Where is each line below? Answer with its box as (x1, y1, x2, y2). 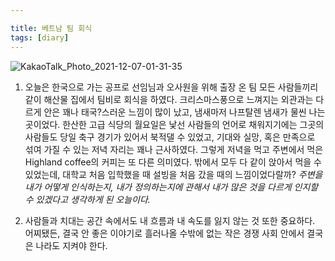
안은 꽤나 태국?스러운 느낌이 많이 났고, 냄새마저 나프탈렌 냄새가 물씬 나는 (43, 106, 326, 118)
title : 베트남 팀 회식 (10, 23, 93, 33)
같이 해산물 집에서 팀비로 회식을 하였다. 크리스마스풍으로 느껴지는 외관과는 (24, 93, 314, 105)
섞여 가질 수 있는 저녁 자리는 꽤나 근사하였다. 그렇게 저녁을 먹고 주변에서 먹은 (24, 143, 324, 155)
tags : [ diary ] (10, 32, 70, 43)
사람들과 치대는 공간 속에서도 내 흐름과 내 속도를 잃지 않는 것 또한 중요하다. (24, 214, 316, 226)
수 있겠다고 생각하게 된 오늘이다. (24, 193, 151, 205)
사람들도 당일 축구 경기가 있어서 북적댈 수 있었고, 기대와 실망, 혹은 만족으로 (24, 131, 316, 143)
